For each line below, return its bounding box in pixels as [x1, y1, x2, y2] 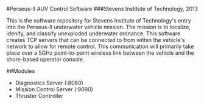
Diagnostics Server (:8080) [15, 79, 83, 86]
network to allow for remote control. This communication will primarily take [6, 43, 194, 50]
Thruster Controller [15, 92, 63, 99]
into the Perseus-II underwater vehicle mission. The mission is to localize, [6, 24, 191, 30]
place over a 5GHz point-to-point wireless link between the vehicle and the [6, 49, 195, 57]
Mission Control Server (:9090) [15, 86, 93, 93]
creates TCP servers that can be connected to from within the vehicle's [6, 36, 185, 43]
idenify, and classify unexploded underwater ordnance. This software [6, 30, 181, 37]
